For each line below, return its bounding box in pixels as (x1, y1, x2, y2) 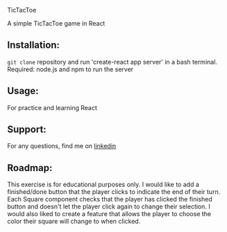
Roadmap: (7, 162, 53, 174)
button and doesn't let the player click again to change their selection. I (7, 202, 210, 211)
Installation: (7, 39, 60, 51)
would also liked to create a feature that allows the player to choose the (7, 210, 212, 218)
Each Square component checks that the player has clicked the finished (7, 195, 213, 204)
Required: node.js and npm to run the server (7, 65, 134, 73)
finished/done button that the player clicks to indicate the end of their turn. (7, 188, 221, 196)
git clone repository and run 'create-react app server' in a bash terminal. (7, 57, 217, 66)
